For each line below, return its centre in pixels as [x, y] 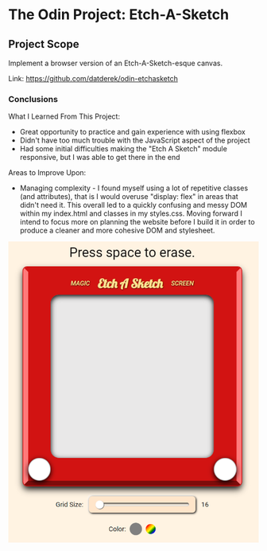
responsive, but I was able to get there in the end [100, 158]
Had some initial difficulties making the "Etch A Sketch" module [124, 149]
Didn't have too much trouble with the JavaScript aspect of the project [135, 140]
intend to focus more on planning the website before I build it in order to [137, 222]
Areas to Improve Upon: [47, 173]
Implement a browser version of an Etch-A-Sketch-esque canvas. [116, 63]
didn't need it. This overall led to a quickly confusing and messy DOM [133, 205]
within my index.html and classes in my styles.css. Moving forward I [131, 213]
